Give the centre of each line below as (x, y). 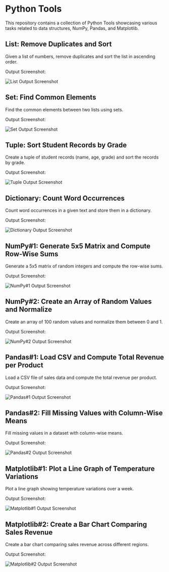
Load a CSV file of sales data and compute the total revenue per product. (81, 377)
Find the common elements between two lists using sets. (64, 109)
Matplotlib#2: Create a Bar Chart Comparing (76, 524)
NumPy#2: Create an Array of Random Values (79, 302)
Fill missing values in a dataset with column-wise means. (64, 433)
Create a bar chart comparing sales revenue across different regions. (77, 545)
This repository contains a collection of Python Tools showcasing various (81, 23)
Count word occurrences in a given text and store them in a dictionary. (78, 210)
